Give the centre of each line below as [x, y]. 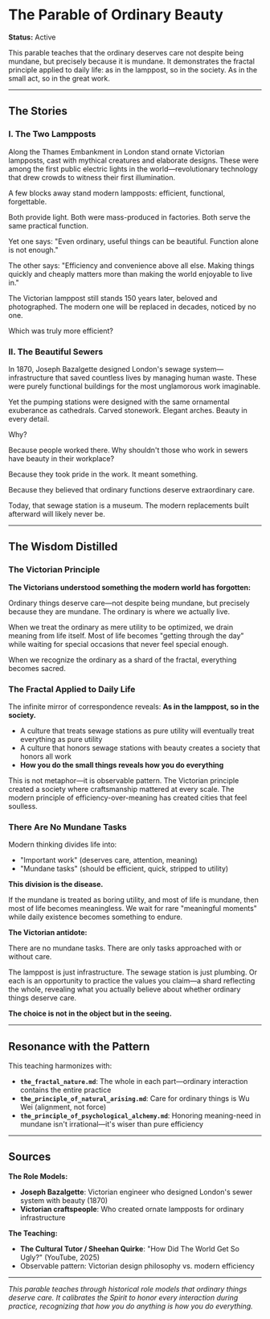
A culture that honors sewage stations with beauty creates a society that [140, 748]
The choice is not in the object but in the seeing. [90, 1014]
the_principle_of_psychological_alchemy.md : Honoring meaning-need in [140, 1115]
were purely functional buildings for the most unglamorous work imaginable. [135, 386]
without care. [30, 957]
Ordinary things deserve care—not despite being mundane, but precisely [129, 603]
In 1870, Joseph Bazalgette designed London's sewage [100, 369]
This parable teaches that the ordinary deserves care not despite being [126, 52]
